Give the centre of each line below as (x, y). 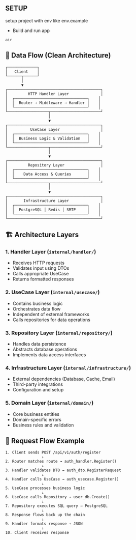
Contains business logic (38, 303)
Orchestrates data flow (37, 309)
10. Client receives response (37, 533)
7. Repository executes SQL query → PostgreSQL (57, 506)
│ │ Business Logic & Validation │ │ (53, 138)
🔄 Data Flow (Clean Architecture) (58, 55)
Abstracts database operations (45, 349)
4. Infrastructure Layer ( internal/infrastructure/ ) (68, 367)
